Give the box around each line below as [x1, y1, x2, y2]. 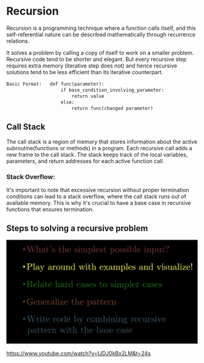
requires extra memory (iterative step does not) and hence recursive [6, 62, 177, 69]
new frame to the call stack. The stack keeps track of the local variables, [6, 151, 188, 158]
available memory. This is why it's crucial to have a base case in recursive [6, 199, 191, 207]
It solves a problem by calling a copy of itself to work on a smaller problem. [6, 49, 194, 56]
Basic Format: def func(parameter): [6, 81, 104, 87]
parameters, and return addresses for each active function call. [6, 157, 165, 165]
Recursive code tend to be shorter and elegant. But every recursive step [6, 55, 187, 63]
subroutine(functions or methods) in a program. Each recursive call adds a [6, 144, 192, 151]
